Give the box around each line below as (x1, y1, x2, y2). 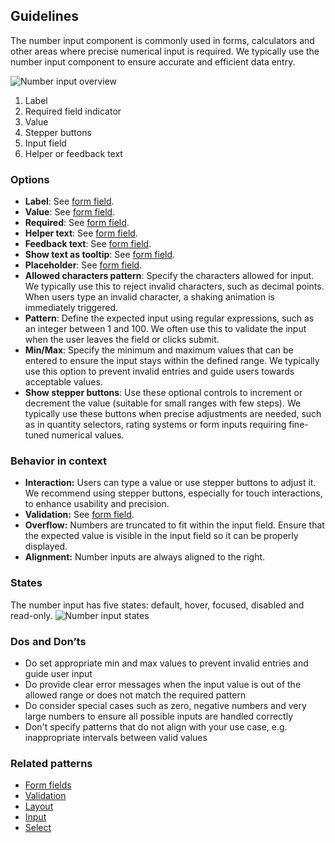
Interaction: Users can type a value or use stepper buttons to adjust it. (24, 477, 317, 489)
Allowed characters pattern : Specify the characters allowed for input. (24, 270, 315, 282)
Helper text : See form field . (24, 227, 138, 239)
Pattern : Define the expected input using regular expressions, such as (24, 312, 315, 324)
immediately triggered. (24, 302, 119, 314)
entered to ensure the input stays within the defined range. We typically (24, 355, 320, 367)
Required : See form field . (24, 217, 130, 229)
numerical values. (51, 429, 125, 441)
